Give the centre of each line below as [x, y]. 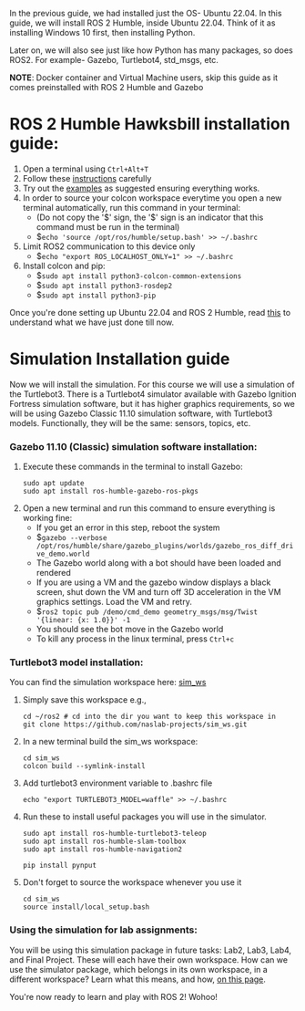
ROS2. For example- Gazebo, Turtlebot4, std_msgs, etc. [114, 60]
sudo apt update [53, 484]
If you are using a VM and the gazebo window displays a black [153, 582]
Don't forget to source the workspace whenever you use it [132, 882]
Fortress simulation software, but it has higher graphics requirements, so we [152, 403]
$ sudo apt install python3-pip [96, 295]
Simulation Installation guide [120, 359]
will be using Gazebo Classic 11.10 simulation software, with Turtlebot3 [141, 413]
